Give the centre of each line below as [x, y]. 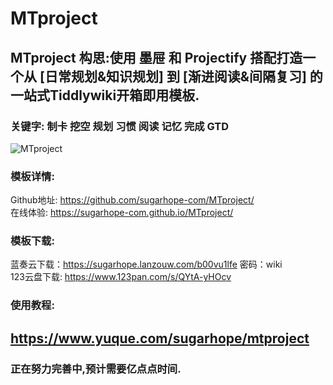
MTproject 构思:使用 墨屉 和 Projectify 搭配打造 [156, 57]
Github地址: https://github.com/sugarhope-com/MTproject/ [132, 200]
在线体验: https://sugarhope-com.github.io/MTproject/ [122, 213]
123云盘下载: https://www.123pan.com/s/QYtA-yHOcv [121, 277]
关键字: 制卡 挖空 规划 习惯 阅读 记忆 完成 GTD [120, 126]
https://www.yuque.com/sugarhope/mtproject [160, 338]
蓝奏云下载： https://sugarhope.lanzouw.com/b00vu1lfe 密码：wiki [146, 264]
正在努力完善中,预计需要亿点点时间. [96, 369]
